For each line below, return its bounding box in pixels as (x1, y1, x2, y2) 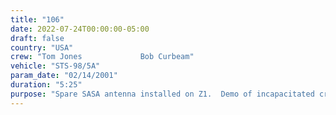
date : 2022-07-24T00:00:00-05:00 (10, 24, 150, 34)
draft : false (10, 33, 65, 43)
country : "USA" (10, 42, 74, 53)
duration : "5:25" (10, 80, 83, 90)
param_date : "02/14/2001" (10, 71, 118, 81)
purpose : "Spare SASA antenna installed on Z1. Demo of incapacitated (10, 89, 315, 99)
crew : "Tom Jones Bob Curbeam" (10, 52, 195, 62)
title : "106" (10, 14, 65, 25)
